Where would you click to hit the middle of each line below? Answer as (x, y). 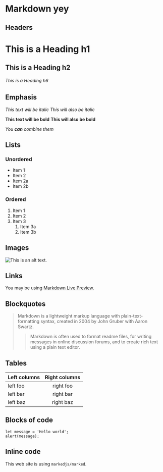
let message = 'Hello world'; (37, 432)
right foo (63, 386)
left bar (16, 394)
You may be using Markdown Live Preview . (50, 288)
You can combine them (30, 129)
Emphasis (21, 97)
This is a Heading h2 (38, 68)
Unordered (19, 160)
